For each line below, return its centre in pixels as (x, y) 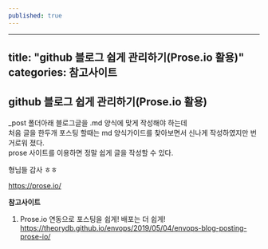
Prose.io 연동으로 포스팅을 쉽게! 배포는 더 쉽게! (93, 219)
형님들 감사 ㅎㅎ (33, 169)
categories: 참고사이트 (63, 73)
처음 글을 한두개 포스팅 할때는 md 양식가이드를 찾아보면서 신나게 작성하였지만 (128, 132)
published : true (35, 16)
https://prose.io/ (35, 185)
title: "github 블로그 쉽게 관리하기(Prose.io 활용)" (126, 58)
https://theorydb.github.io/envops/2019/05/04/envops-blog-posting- (133, 227)
